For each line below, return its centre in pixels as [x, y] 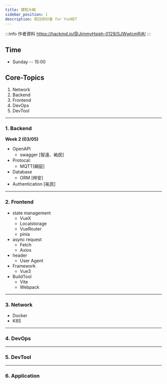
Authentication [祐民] [34, 184]
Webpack [30, 287]
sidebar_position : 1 [27, 14]
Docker [20, 315]
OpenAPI [21, 149]
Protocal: [22, 161]
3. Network [19, 305]
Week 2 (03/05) [22, 139]
